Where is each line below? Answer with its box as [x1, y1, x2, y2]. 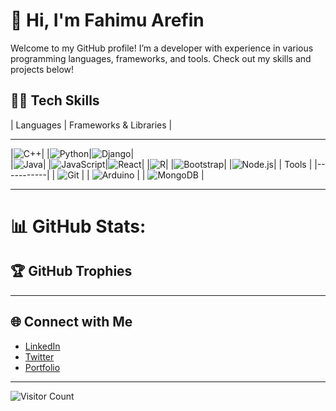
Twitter [24, 350, 55, 363]
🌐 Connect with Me [10, 314, 133, 331]
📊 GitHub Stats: [10, 215, 147, 238]
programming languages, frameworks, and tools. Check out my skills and [10, 52, 312, 64]
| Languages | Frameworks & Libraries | [10, 119, 173, 131]
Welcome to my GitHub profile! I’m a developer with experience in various [10, 42, 314, 54]
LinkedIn [24, 340, 61, 352]
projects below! [10, 63, 75, 75]
